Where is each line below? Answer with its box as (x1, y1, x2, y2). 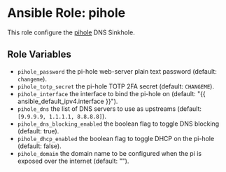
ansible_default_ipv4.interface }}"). (17, 97, 118, 105)
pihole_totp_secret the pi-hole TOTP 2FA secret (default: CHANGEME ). (17, 82, 215, 91)
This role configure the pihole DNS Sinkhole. (7, 28, 135, 37)
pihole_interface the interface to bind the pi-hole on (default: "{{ (17, 89, 206, 98)
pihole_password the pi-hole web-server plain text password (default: (17, 67, 217, 75)
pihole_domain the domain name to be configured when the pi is (17, 149, 202, 157)
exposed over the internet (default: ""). (17, 157, 129, 165)
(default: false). (17, 142, 62, 150)
